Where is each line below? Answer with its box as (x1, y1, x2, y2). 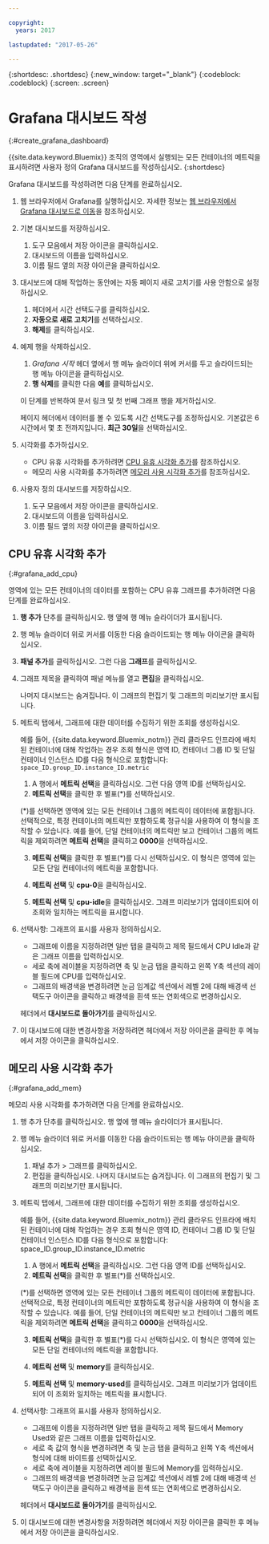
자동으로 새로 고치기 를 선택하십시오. (31, 314, 143, 325)
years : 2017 (15, 26, 56, 34)
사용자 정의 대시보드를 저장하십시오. (19, 484, 132, 494)
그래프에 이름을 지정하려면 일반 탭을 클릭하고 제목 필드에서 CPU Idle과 (31, 942, 251, 951)
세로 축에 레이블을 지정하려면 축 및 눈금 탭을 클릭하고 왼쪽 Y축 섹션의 (31, 962, 246, 971)
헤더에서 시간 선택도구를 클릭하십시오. (31, 305, 151, 314)
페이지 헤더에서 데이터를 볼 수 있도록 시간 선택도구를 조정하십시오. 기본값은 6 (19, 413, 259, 423)
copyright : (8, 18, 45, 26)
